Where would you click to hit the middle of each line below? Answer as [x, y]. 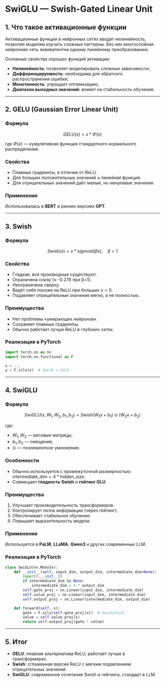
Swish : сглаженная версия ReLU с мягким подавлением [72, 664]
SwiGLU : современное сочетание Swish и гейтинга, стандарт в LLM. [84, 674]
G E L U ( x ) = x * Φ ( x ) [82, 134]
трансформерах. [30, 659]
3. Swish [18, 226]
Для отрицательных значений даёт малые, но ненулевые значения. [83, 182]
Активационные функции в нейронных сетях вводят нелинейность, [76, 39]
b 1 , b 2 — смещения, [32, 442]
